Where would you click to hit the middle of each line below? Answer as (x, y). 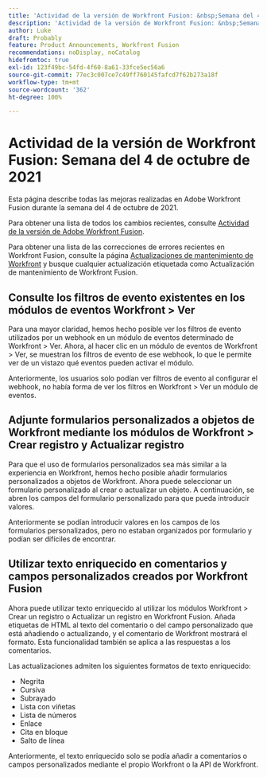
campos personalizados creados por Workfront (128, 577)
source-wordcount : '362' (49, 90)
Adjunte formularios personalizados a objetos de (132, 420)
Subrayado (38, 698)
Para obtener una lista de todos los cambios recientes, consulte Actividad (129, 223)
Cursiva (33, 689)
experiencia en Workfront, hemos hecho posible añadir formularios (118, 472)
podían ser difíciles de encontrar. (62, 539)
